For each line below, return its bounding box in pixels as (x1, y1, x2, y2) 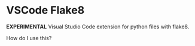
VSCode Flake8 (6, 4, 85, 17)
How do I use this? (6, 34, 52, 41)
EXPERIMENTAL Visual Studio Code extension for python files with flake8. (6, 23, 190, 30)
